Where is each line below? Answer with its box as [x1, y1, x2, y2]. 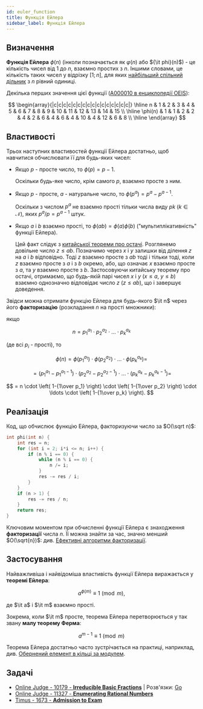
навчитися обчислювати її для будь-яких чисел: [6, 154, 132, 161]
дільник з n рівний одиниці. [6, 78, 77, 85]
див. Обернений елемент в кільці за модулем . [6, 650, 126, 658]
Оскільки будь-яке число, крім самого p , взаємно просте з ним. [14, 178, 182, 184]
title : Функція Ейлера [6, 15, 63, 21]
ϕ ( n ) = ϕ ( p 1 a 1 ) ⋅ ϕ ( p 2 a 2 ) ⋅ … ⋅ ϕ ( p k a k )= [55, 354, 148, 364]
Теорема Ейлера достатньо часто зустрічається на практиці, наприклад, [6, 644, 195, 651]
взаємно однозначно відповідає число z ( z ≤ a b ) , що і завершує [14, 279, 181, 286]
